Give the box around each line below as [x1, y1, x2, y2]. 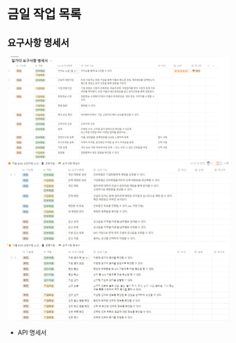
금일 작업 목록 [7, 6, 82, 23]
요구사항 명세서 [7, 37, 70, 49]
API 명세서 [17, 328, 47, 337]
